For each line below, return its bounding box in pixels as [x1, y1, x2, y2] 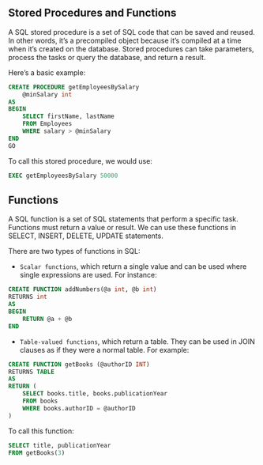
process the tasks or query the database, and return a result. [8, 52, 206, 62]
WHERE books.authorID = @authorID [22, 404, 136, 412]
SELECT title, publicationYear [8, 441, 111, 449]
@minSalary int [22, 90, 73, 98]
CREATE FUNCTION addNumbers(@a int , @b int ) [8, 285, 157, 293]
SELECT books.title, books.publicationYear [22, 390, 168, 398]
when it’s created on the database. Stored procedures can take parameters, [8, 43, 254, 54]
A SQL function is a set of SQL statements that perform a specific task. [8, 214, 239, 224]
